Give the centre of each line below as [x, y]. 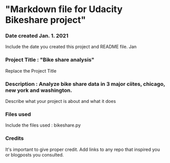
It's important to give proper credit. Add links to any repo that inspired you [83, 149]
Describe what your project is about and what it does [61, 101]
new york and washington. [39, 90]
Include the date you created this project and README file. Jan [71, 47]
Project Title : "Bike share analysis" [50, 60]
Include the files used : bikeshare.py [43, 125]
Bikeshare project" [46, 20]
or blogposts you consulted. [35, 154]
